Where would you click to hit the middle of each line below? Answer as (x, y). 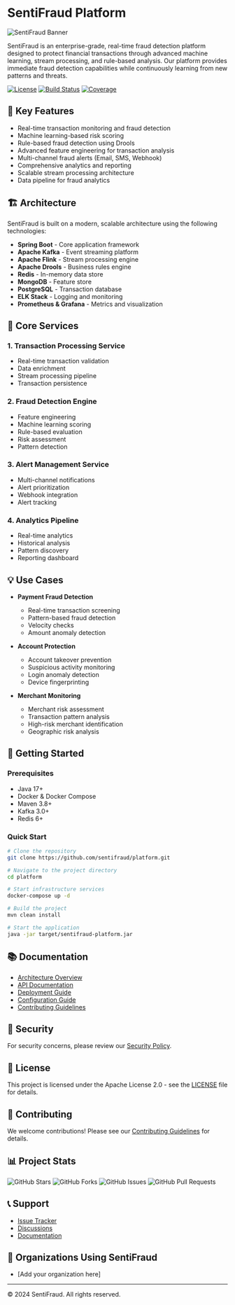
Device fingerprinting (58, 682)
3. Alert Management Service (58, 465)
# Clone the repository (42, 851)
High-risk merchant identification (76, 724)
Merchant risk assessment (66, 709)
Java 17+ (30, 788)
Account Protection (46, 646)
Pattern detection (42, 447)
